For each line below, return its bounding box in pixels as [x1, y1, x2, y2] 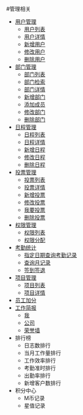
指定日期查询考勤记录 [23, 252, 77, 258]
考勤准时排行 [23, 364, 56, 372]
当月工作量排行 [23, 349, 61, 357]
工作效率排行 [23, 357, 56, 364]
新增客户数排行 [23, 379, 61, 387]
